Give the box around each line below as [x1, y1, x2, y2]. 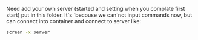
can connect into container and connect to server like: [6, 18, 141, 24]
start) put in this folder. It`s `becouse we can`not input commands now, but [6, 11, 193, 19]
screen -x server [6, 29, 50, 35]
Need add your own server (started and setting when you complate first [6, 5, 185, 12]
